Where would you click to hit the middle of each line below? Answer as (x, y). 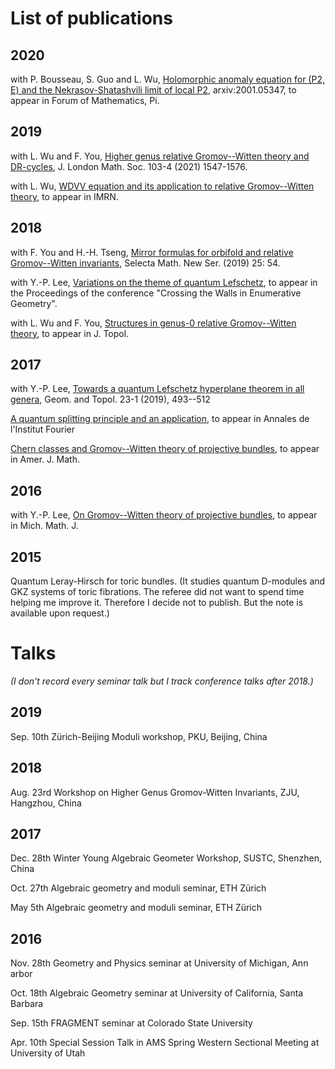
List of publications (91, 18)
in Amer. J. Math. (45, 459)
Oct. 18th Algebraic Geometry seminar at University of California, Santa (157, 993)
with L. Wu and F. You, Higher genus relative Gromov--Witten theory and (160, 156)
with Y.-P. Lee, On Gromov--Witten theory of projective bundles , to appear (164, 515)
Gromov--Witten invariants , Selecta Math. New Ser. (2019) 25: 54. (145, 263)
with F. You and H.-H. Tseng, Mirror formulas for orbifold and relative (152, 252)
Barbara (27, 1004)
